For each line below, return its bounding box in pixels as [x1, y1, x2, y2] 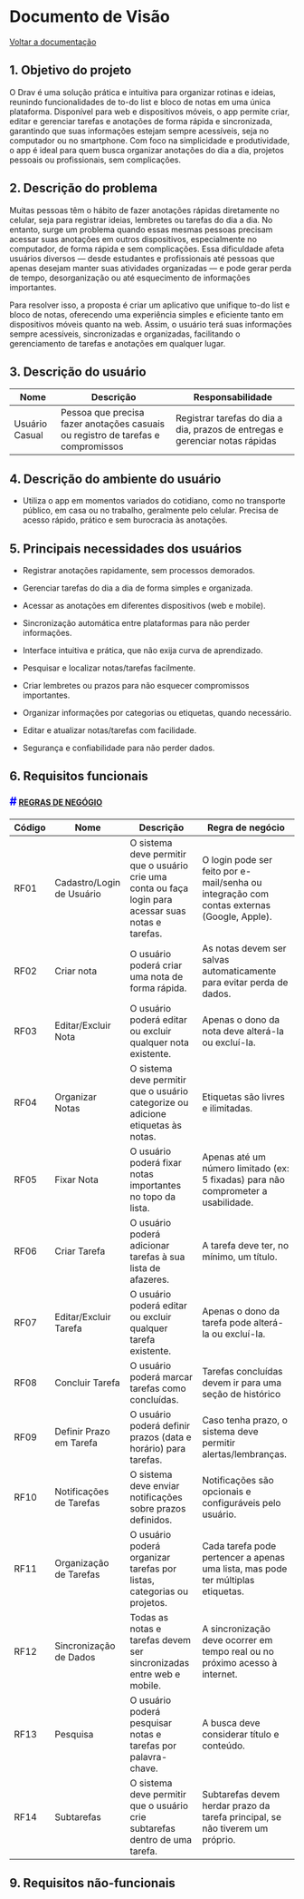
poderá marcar [129, 1370, 193, 1383]
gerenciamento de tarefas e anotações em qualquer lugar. [9, 338, 226, 348]
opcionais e [202, 1485, 252, 1498]
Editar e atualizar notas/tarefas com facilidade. [22, 725, 197, 736]
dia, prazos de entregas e [176, 424, 284, 436]
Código [14, 821, 46, 834]
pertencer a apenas [202, 1551, 285, 1563]
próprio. [202, 1833, 236, 1845]
